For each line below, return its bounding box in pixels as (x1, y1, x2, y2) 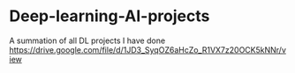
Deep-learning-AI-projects (9, 6, 210, 26)
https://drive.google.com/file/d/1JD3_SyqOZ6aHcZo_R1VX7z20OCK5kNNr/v (9, 44, 287, 55)
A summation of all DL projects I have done (9, 35, 166, 46)
